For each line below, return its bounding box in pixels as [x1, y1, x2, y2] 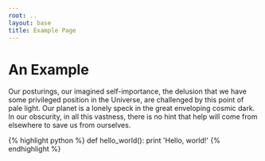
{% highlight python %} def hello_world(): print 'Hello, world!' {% [8, 136, 220, 145]
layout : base [8, 19, 52, 27]
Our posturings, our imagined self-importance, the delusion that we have [8, 86, 247, 96]
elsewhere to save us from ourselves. [8, 121, 131, 130]
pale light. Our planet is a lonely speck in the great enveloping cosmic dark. [8, 104, 255, 113]
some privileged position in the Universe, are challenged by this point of [8, 95, 244, 105]
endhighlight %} [8, 144, 61, 154]
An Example [8, 60, 89, 79]
